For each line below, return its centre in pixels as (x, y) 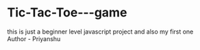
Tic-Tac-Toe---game (67, 13)
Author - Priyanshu (34, 38)
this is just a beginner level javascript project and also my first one (100, 32)
